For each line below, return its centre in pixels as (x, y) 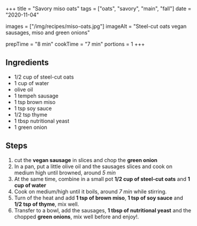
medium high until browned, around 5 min (65, 172)
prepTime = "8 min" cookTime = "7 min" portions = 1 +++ (75, 44)
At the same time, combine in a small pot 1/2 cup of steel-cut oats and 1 (102, 179)
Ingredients (27, 62)
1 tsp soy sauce (33, 108)
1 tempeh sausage (36, 96)
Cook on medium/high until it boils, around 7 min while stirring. (90, 191)
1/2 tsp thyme (31, 114)
